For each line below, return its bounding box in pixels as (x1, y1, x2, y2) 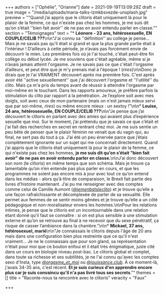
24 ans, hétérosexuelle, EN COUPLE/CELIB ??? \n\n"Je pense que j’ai (5, 108, 144, 114)
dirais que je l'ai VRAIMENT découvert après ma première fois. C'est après (5, 72, 155, 77)
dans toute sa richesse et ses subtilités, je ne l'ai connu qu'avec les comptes (5, 254, 159, 260)
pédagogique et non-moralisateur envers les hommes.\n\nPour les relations (5, 202, 157, 208)
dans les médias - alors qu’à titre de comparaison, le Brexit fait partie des (5, 176, 152, 182)
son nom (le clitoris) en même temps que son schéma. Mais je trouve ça (5, 160, 150, 166)
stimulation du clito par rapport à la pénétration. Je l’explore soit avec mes (5, 93, 154, 98)
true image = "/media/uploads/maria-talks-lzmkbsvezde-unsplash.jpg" (5, 9, 148, 15)
